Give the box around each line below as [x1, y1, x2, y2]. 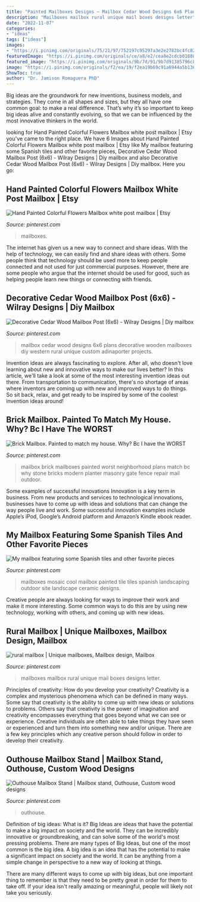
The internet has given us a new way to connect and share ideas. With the [6, 244, 188, 251]
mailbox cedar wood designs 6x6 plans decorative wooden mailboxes [20, 341, 192, 348]
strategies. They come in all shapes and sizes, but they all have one [6, 98, 172, 105]
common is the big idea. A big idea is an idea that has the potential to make [6, 846, 190, 853]
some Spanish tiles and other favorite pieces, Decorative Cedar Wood [6, 148, 177, 155]
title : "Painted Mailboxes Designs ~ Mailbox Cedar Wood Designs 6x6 [6, 8, 183, 15]
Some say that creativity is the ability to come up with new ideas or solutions [6, 699, 194, 706]
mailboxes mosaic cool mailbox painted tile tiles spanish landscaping [20, 578, 189, 585]
